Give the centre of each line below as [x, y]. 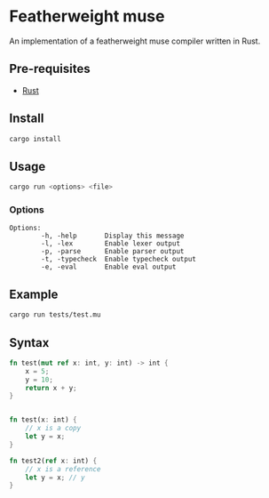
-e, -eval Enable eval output [109, 267]
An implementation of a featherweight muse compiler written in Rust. [135, 41]
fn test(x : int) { [43, 420]
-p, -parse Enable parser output [113, 252]
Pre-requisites [50, 69]
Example [34, 294]
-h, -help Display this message [113, 236]
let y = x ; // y [55, 478]
